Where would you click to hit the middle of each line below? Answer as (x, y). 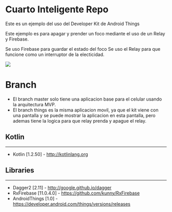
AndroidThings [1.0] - (35, 198)
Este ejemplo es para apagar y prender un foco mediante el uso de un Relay (85, 33)
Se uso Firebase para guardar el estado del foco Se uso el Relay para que (83, 49)
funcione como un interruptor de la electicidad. (55, 54)
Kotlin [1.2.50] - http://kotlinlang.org (50, 154)
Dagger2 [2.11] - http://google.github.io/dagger (62, 187)
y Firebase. (17, 39)
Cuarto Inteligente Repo (57, 9)
